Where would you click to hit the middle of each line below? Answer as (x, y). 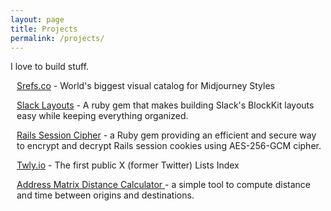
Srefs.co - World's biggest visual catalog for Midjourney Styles (145, 86)
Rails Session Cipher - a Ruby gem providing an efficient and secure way (166, 135)
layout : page (37, 19)
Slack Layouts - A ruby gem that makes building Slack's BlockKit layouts (165, 105)
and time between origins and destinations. (105, 195)
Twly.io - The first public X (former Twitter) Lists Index (128, 165)
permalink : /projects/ (57, 38)
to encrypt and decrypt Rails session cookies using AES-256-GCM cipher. (169, 146)
